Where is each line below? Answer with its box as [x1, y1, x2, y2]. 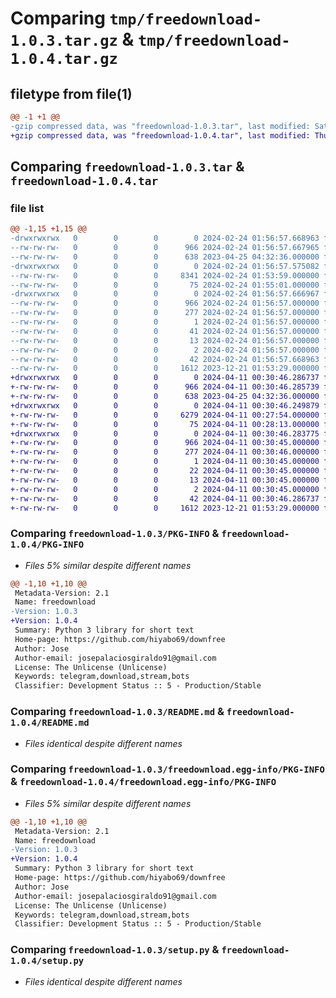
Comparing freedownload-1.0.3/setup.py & [10, 943, 220, 957]
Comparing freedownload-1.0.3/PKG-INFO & [10, 527, 220, 541]
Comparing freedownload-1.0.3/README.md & [10, 705, 225, 719]
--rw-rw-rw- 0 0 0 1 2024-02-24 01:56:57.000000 [10, 317, 320, 327]
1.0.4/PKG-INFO [10, 539, 85, 551]
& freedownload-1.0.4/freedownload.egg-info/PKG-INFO [10, 775, 277, 789]
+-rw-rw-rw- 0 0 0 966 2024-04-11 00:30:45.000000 [10, 438, 320, 448]
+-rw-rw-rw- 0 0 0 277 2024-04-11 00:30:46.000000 [10, 447, 320, 457]
